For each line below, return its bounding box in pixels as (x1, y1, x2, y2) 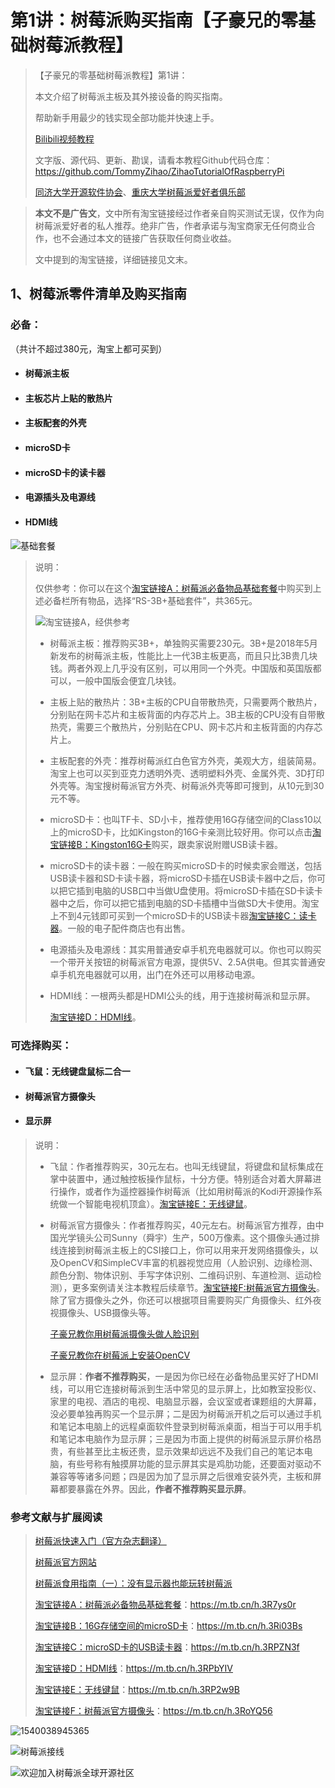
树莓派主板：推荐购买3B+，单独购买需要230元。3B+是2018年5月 (49, 637, 318, 650)
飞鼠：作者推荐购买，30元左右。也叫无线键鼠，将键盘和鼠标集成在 (49, 1160, 325, 1172)
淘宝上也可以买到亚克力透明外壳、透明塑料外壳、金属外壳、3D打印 (49, 767, 325, 780)
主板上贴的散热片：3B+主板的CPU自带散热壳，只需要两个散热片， (49, 696, 323, 708)
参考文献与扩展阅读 (10, 1510, 103, 1524)
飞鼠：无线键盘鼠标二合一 (24, 1065, 131, 1077)
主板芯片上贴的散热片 (24, 392, 113, 404)
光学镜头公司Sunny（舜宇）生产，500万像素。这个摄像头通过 (58, 1231, 312, 1243)
